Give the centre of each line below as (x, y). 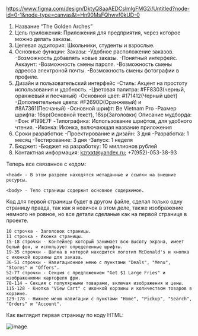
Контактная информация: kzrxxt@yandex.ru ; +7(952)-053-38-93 (96, 153)
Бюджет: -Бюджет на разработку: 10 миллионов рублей (86, 146)
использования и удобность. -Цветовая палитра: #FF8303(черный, (100, 89)
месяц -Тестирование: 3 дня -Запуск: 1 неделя (74, 140)
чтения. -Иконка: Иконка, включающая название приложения (93, 127)
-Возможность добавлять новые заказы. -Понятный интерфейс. (96, 58)
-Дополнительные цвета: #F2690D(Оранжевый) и (78, 102)
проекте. (17, 220)
